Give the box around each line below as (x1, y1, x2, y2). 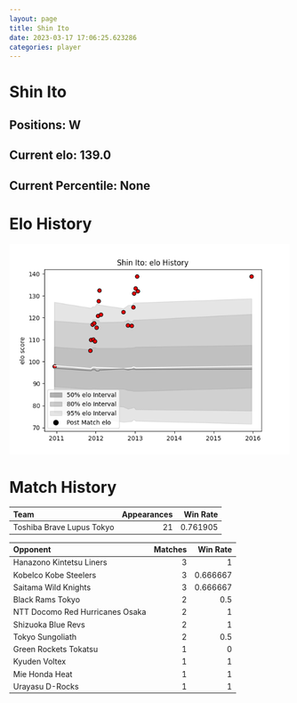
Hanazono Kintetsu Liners (12, 557, 108, 568)
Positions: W (9, 117, 82, 133)
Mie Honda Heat (12, 668, 73, 679)
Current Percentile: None (9, 178, 151, 193)
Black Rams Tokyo (12, 594, 81, 605)
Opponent (12, 544, 52, 555)
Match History (9, 477, 117, 497)
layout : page (9, 14, 58, 23)
